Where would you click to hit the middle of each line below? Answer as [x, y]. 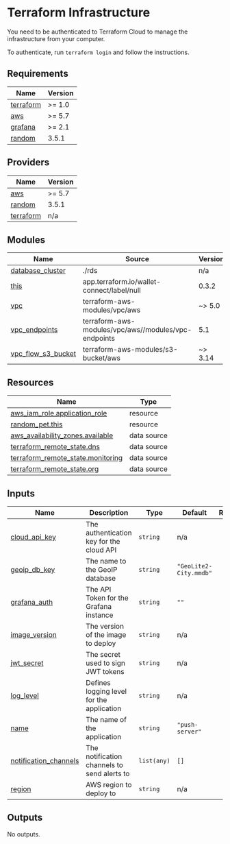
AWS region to [108, 785]
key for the [103, 541]
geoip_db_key [33, 569]
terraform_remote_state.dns [55, 447]
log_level [25, 696]
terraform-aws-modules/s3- [130, 350]
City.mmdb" [194, 573]
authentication [108, 533]
